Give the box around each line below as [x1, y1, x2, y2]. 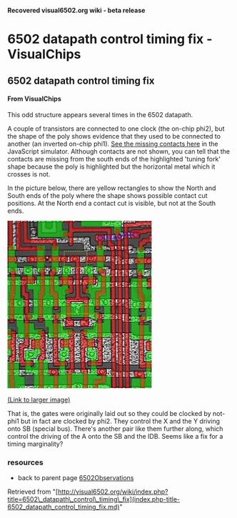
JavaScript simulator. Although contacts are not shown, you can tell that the [7, 146, 231, 156]
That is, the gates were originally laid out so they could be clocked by [7, 409, 212, 417]
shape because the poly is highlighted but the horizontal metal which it [7, 162, 216, 171]
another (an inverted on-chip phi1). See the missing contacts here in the [7, 139, 219, 148]
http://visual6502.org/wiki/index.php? [57, 487, 169, 496]
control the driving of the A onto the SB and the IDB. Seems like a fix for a [7, 432, 223, 440]
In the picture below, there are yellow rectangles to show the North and [7, 184, 216, 192]
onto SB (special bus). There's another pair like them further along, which [7, 424, 223, 433]
